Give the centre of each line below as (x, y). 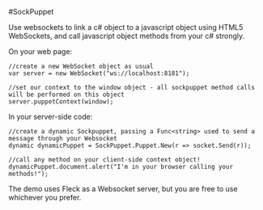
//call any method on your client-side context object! (104, 160)
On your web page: (40, 51)
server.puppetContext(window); (61, 102)
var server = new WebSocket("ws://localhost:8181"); (99, 73)
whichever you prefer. (45, 197)
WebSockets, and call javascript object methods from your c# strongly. (127, 36)
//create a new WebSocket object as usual (81, 66)
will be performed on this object (67, 94)
